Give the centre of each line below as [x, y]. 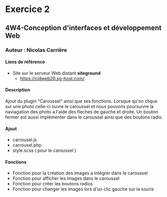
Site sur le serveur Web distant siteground [56, 73]
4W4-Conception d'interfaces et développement [83, 28]
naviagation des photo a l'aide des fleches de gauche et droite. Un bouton [82, 112]
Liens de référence [25, 62]
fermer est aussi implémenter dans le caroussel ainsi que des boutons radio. [84, 117]
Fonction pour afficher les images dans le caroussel [66, 178]
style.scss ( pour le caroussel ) [44, 151]
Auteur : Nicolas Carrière [36, 50]
